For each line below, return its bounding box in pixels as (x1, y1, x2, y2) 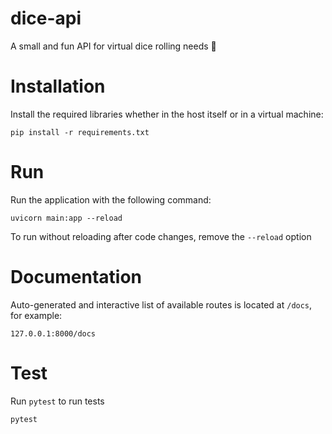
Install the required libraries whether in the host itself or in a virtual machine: (10, 108, 324, 120)
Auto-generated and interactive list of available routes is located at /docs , (10, 298, 313, 311)
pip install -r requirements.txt (10, 127, 150, 137)
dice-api (10, 7, 82, 30)
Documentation (10, 266, 143, 288)
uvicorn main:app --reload (10, 213, 123, 223)
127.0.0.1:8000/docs (10, 328, 97, 339)
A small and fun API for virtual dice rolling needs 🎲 (10, 40, 217, 52)
